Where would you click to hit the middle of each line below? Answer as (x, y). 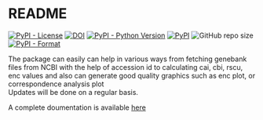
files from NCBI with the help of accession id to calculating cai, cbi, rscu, (126, 67)
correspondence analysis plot (56, 84)
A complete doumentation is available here (77, 107)
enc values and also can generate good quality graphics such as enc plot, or (132, 75)
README (38, 14)
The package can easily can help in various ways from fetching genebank (128, 59)
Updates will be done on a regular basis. (73, 92)
